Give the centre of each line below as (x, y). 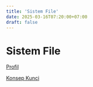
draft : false (22, 22)
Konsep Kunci (23, 78)
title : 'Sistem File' (32, 11)
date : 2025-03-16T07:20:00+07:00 (47, 17)
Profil (13, 67)
